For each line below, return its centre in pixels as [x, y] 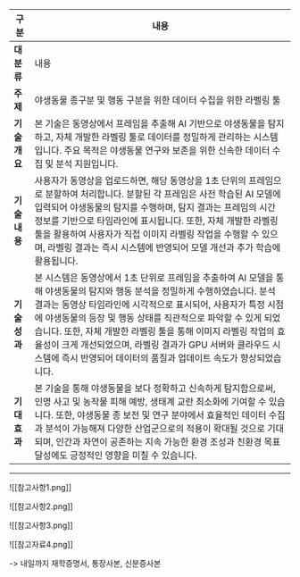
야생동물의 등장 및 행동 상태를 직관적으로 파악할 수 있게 [153, 318]
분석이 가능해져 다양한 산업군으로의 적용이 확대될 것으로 [155, 428]
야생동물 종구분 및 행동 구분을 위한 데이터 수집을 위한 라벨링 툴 [158, 100]
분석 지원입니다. [87, 164]
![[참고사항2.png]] [41, 506]
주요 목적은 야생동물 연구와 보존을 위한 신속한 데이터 [167, 151]
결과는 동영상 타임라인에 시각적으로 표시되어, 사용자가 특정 [150, 305]
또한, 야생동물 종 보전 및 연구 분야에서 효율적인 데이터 [161, 415]
